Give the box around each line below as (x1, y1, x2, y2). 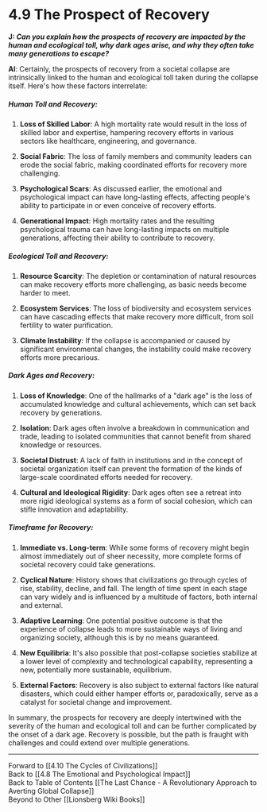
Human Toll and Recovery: (8, 99, 98, 109)
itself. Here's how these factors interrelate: (8, 81, 148, 91)
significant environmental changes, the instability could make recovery (19, 344, 252, 354)
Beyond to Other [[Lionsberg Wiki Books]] (8, 795, 145, 804)
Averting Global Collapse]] (8, 786, 95, 795)
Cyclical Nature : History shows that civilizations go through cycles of (19, 574, 248, 585)
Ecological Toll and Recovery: (8, 251, 109, 261)
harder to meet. (19, 288, 71, 297)
